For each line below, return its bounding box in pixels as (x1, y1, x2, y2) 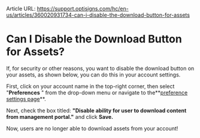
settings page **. (6, 95, 46, 102)
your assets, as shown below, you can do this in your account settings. (6, 71, 181, 78)
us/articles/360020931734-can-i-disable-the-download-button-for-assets (6, 11, 190, 19)
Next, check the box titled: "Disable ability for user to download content (6, 107, 187, 114)
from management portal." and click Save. (6, 113, 114, 120)
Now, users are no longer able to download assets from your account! (6, 125, 178, 132)
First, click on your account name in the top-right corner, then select (6, 82, 175, 90)
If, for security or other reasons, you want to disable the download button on (6, 65, 195, 72)
